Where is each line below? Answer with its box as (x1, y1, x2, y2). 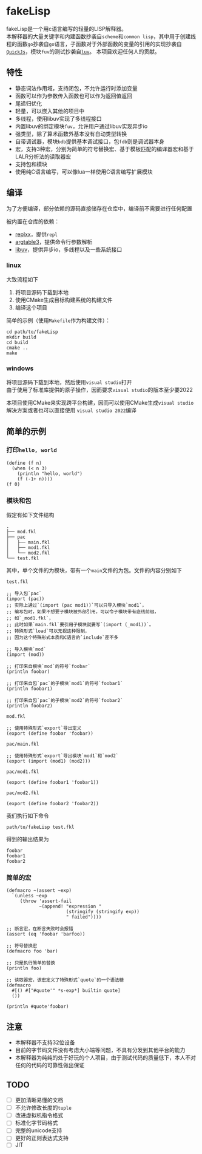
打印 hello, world (6, 446, 58, 454)
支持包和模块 (15, 160, 47, 167)
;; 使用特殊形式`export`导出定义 (6, 725, 82, 732)
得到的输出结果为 (6, 835, 49, 843)
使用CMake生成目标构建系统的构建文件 (15, 296, 113, 303)
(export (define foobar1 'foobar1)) (6, 780, 99, 786)
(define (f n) (6, 460, 42, 466)
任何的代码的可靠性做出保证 (15, 1062, 85, 1069)
